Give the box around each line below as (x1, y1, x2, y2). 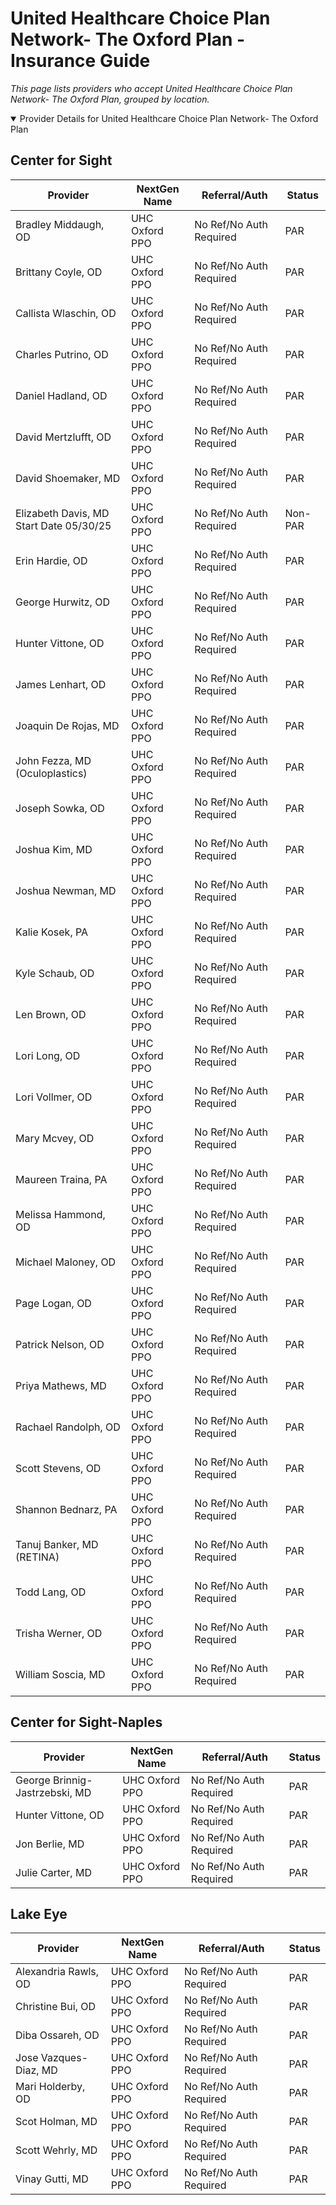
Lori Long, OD (15, 1048, 81, 1062)
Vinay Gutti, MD (15, 2172, 89, 2186)
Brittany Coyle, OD (15, 265, 103, 279)
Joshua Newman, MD (15, 883, 117, 897)
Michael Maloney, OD (15, 1255, 117, 1269)
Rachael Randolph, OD (15, 1420, 121, 1434)
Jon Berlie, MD (15, 1837, 85, 1851)
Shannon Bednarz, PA (15, 1502, 118, 1516)
